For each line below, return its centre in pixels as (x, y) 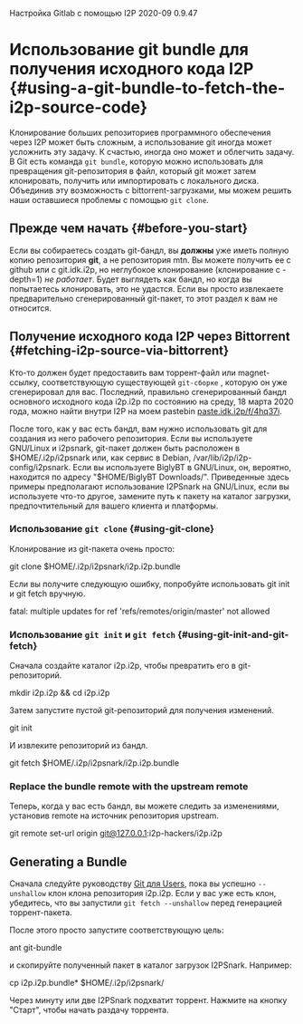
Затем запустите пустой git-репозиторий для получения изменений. (142, 710)
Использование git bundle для (129, 50)
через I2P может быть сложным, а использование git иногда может (141, 142)
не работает (69, 279)
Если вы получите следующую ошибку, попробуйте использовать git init (150, 584)
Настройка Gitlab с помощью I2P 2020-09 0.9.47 (104, 13)
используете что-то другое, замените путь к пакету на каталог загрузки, (150, 496)
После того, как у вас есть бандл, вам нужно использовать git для (138, 429)
